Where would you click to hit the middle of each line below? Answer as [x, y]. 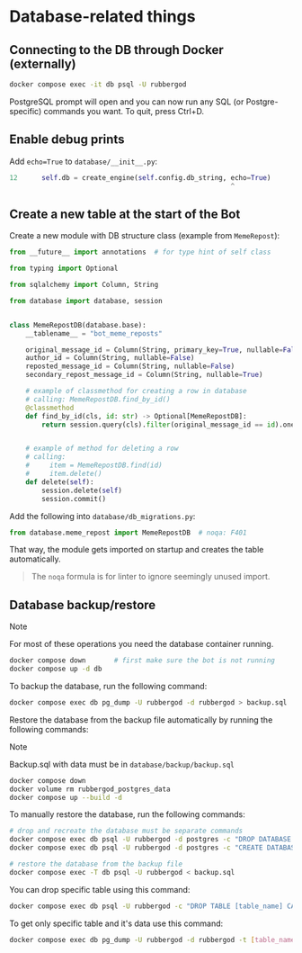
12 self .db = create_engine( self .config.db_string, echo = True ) [140, 177]
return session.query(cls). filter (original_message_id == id [159, 425]
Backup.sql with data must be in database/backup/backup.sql [122, 764]
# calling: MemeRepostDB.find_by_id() [98, 399]
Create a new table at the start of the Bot [125, 214]
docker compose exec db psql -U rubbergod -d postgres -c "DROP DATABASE [151, 840]
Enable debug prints [67, 140]
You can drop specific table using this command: [100, 889]
